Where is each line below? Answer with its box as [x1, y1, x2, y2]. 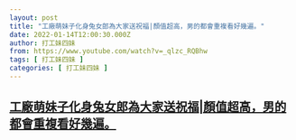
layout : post [9, 13, 59, 23]
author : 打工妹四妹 [9, 38, 76, 48]
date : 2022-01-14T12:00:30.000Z [9, 30, 131, 39]
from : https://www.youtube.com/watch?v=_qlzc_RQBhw [9, 47, 208, 56]
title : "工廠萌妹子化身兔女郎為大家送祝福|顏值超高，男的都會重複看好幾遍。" [9, 22, 265, 31]
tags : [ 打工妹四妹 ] [9, 55, 84, 64]
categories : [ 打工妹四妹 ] [9, 64, 108, 73]
